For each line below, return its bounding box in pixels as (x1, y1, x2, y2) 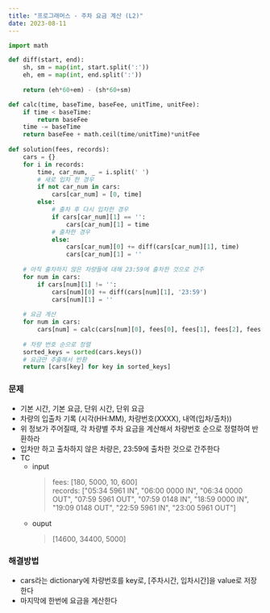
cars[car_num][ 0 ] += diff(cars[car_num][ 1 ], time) (65, 243, 240, 251)
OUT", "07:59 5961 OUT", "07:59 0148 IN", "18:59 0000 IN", (52, 494, 250, 504)
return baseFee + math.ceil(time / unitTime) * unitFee (23, 131, 200, 139)
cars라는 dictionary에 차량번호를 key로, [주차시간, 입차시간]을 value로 (19, 575, 243, 585)
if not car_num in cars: (37, 183, 121, 191)
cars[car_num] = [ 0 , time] (51, 190, 143, 198)
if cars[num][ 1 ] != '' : (37, 280, 117, 289)
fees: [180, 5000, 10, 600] (52, 477, 138, 486)
